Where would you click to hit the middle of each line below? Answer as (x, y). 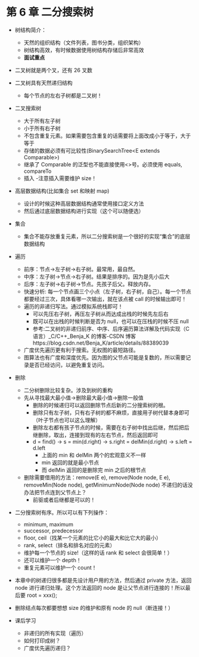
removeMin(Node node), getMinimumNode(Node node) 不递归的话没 (108, 485)
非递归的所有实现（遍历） (55, 633)
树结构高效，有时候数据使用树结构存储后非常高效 (84, 50)
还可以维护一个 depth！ (52, 560)
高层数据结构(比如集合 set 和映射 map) (62, 191)
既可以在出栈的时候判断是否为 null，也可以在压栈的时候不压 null (111, 321)
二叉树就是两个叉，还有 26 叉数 (53, 70)
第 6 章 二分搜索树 (50, 12)
